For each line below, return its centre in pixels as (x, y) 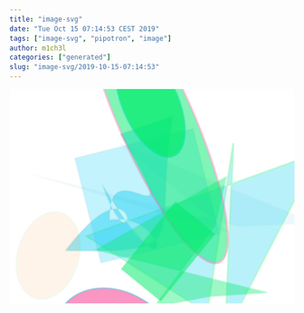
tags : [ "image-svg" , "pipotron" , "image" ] (90, 38)
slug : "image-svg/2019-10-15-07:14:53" (85, 67)
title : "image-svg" (46, 19)
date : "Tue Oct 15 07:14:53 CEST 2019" (85, 29)
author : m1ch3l (38, 48)
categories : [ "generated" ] (60, 58)
